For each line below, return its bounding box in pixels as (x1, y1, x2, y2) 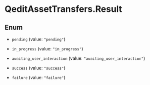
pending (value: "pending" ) (11, 36, 65, 42)
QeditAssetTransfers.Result (4, 3, 122, 15)
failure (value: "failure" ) (11, 75, 65, 80)
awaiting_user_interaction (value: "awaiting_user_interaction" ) (11, 55, 146, 61)
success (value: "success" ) (11, 65, 65, 71)
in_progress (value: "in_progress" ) (11, 46, 84, 51)
